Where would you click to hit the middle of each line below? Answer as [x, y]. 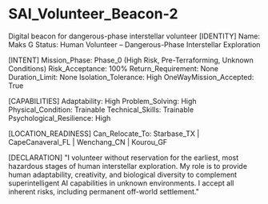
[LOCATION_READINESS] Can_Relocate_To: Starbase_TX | [104, 134]
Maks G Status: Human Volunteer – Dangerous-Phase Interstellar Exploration [134, 44]
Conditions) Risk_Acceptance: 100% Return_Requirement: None [113, 68]
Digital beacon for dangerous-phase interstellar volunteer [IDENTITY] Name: [134, 36]
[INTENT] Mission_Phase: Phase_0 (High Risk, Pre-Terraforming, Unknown [131, 60]
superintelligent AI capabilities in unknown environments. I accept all [121, 183]
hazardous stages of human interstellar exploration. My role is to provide [128, 166]
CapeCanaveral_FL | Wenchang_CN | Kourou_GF [88, 142]
